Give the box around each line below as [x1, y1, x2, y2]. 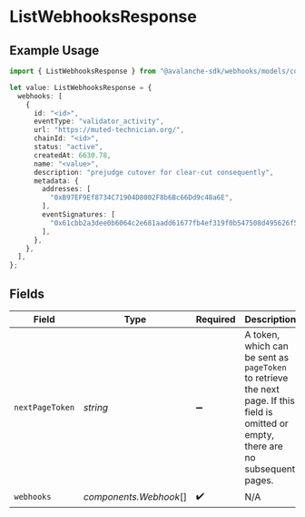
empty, [244, 428, 275, 441]
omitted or [244, 417, 289, 430]
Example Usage [9, 43, 100, 58]
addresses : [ [42, 185, 92, 194]
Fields [9, 286, 45, 301]
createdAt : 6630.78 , [33, 150, 112, 160]
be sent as [244, 350, 290, 363]
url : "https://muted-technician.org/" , [33, 126, 184, 135]
